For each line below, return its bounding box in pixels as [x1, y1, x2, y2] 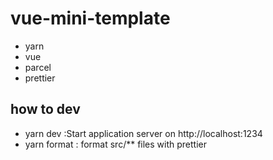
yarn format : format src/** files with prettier [24, 138, 208, 150]
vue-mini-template [10, 7, 171, 30]
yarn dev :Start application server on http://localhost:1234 [24, 127, 263, 139]
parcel [24, 61, 52, 73]
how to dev [10, 101, 81, 118]
